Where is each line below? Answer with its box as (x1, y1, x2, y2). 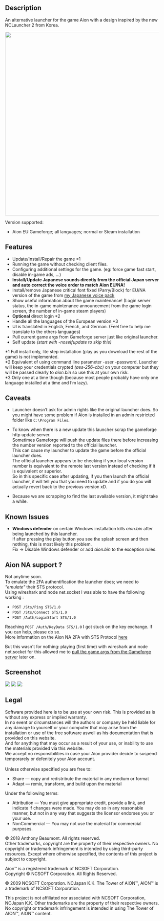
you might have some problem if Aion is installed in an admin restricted (12, 412, 155, 418)
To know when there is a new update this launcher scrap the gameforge (12, 427, 157, 432)
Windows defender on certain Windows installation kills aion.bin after (12, 526, 153, 532)
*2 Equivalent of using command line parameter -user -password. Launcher (5, 359, 158, 365)
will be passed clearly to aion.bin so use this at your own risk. (5, 369, 129, 375)
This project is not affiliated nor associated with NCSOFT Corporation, (5, 895, 146, 900)
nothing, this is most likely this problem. (12, 541, 92, 547)
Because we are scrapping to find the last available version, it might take (12, 494, 158, 499)
